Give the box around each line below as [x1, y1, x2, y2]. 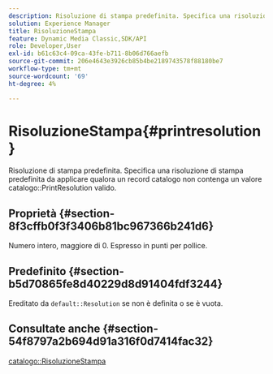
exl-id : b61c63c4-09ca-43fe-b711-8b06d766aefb [8, 49, 169, 58]
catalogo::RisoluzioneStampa [8, 356, 106, 366]
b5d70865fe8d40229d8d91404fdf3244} [8, 277, 223, 290]
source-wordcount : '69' [8, 72, 89, 80]
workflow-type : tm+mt [8, 65, 82, 73]
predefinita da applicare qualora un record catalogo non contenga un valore [8, 174, 262, 184]
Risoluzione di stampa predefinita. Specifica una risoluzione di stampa [8, 166, 244, 175]
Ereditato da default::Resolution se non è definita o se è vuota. [8, 299, 223, 308]
